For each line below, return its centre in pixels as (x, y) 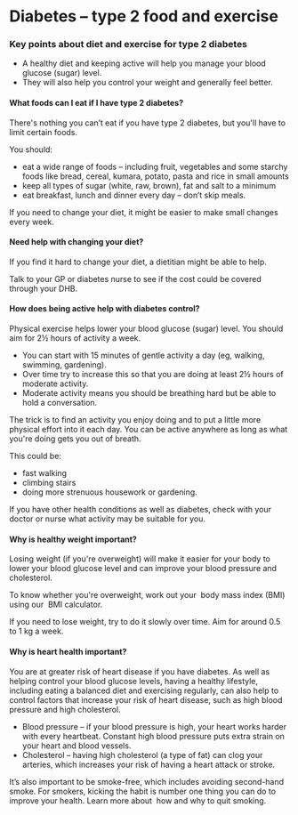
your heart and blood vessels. (77, 746)
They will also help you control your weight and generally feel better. (147, 83)
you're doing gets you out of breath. (75, 439)
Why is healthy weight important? (73, 539)
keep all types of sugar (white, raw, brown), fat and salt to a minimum (149, 185)
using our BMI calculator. (56, 605)
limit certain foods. (44, 132)
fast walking (44, 473)
